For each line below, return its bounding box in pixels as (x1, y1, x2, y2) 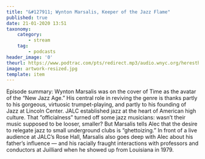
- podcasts (28, 49, 56, 55)
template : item (6, 71, 45, 77)
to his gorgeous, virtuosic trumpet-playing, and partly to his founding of (6, 101, 187, 108)
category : (17, 32, 43, 38)
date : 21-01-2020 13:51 (6, 20, 67, 26)
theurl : (6, 60, 26, 66)
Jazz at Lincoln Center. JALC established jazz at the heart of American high (6, 107, 196, 115)
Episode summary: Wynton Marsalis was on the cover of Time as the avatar (6, 88, 196, 95)
